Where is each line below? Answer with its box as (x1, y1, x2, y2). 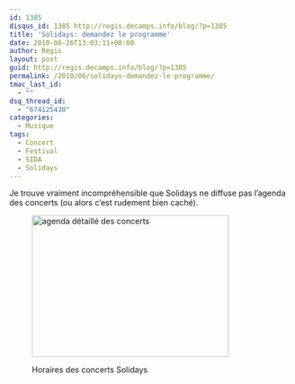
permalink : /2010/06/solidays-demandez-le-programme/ (9, 72, 216, 81)
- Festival (17, 146, 58, 155)
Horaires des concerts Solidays (31, 364, 148, 375)
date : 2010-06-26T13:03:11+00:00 (9, 38, 135, 48)
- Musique (17, 122, 54, 131)
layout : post (9, 55, 58, 64)
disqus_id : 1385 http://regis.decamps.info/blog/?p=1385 (9, 22, 228, 31)
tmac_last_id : (9, 80, 63, 89)
